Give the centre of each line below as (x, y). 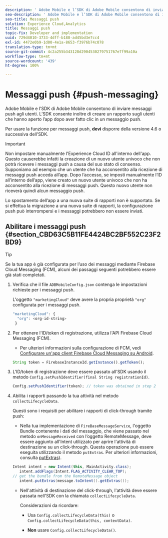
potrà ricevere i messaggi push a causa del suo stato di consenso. (73, 164)
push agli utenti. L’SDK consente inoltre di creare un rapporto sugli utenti (80, 114)
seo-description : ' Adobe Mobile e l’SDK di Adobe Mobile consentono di (82, 14)
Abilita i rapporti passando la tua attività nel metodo (65, 396)
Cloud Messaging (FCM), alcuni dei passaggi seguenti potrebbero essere (80, 269)
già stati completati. (25, 274)
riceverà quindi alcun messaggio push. (45, 191)
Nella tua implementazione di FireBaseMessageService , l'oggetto (85, 426)
